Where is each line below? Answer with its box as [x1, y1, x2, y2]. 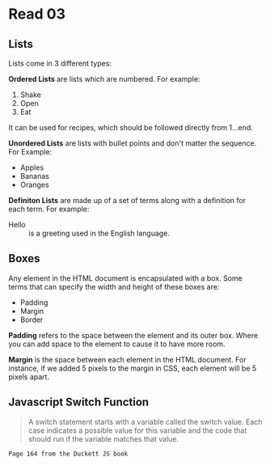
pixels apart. [8, 371, 50, 381]
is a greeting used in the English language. [28, 228, 170, 238]
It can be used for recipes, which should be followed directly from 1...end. [8, 123, 253, 132]
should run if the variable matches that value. [27, 434, 179, 443]
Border [19, 315, 44, 324]
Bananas [19, 172, 50, 180]
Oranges [19, 180, 50, 189]
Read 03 [8, 5, 66, 23]
